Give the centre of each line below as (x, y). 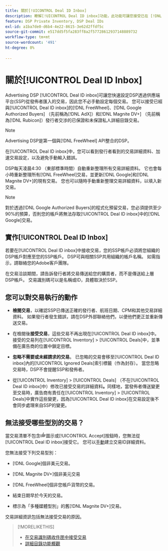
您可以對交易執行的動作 (41, 297)
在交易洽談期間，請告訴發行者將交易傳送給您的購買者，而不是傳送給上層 (79, 273)
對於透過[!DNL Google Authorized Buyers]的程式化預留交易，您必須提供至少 (83, 207)
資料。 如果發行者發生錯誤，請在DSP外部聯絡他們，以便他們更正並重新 (85, 317)
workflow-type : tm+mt (28, 37)
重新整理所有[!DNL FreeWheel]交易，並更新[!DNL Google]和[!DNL (81, 174)
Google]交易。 (20, 220)
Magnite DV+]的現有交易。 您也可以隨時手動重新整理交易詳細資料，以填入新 (83, 180)
